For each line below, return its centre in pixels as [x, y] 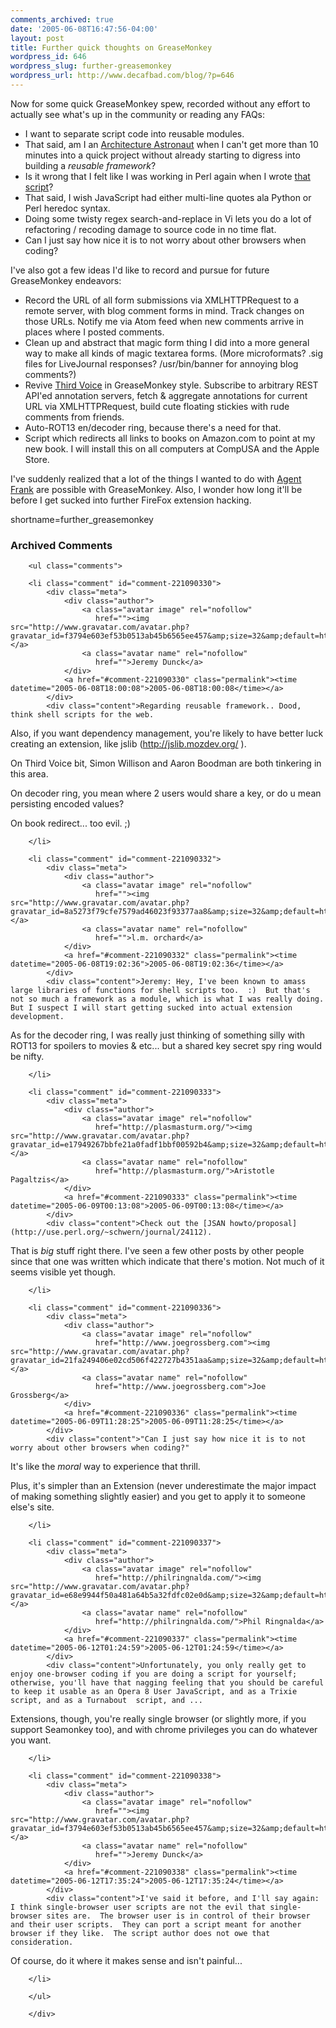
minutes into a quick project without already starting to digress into [162, 155]
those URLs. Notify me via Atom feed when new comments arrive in [164, 321]
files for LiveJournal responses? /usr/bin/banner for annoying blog [161, 363]
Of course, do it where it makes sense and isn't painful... [126, 1961]
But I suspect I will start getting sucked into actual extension [151, 1008]
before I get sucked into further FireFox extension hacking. [131, 500]
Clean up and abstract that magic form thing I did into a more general [167, 342]
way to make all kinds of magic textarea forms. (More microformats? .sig [174, 353]
